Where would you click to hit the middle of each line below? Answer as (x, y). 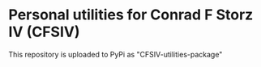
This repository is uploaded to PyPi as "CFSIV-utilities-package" (116, 54)
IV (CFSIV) (44, 32)
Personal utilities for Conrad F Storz (131, 15)
